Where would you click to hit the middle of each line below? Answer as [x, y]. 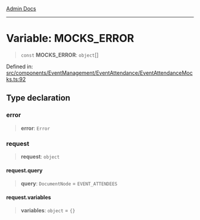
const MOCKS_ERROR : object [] [60, 55]
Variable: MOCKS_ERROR [70, 39]
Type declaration [38, 98]
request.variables [29, 197]
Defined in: [20, 66]
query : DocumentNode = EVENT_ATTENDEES [69, 184]
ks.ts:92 [16, 79]
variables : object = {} [48, 210]
